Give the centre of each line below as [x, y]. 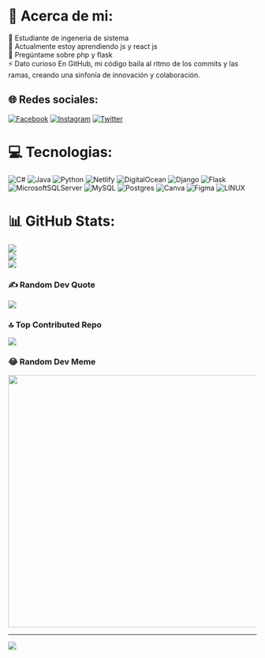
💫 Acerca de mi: [61, 16]
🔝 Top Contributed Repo [55, 324]
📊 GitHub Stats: [62, 221]
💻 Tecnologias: [60, 152]
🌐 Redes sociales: [53, 100]
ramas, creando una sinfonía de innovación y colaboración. [105, 75]
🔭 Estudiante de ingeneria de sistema [69, 38]
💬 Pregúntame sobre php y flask [60, 54]
